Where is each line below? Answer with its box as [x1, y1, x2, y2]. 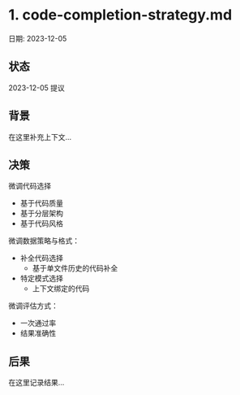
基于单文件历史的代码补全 [32, 263, 118, 273]
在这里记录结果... [8, 378, 65, 388]
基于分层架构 [19, 209, 63, 219]
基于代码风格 [19, 219, 63, 228]
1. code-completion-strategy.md [8, 6, 233, 24]
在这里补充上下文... [8, 132, 72, 141]
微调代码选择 [8, 181, 51, 191]
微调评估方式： [8, 301, 58, 310]
